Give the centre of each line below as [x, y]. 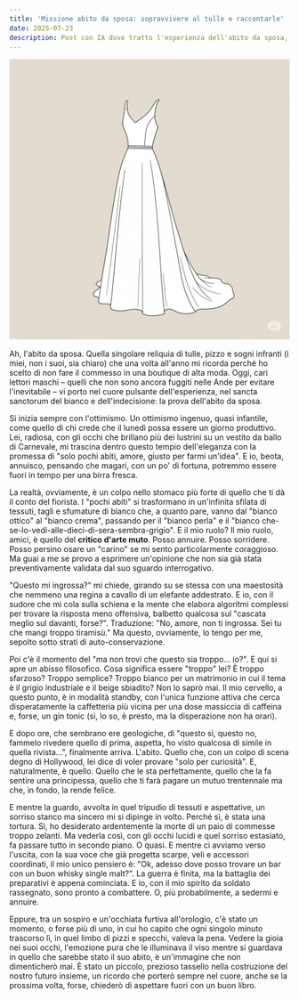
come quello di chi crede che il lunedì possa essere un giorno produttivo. [143, 428]
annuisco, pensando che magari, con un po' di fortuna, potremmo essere [143, 466]
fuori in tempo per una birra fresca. [73, 475]
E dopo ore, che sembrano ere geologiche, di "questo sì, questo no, [133, 734]
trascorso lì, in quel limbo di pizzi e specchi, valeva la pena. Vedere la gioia [146, 938]
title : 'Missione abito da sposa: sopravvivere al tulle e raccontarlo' [147, 19]
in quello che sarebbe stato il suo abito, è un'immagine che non [125, 957]
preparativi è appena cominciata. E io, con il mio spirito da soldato [130, 883]
